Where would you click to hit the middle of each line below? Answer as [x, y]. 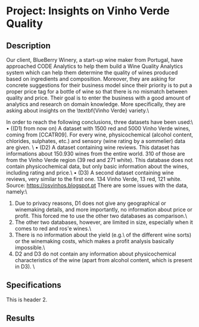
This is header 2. [27, 300]
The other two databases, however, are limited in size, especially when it [104, 222]
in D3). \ [25, 267]
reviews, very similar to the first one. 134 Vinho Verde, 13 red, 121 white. [94, 179]
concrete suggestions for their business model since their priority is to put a [99, 85]
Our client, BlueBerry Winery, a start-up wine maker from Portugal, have [95, 60]
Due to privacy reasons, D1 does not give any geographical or [91, 203]
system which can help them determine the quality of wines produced [92, 72]
